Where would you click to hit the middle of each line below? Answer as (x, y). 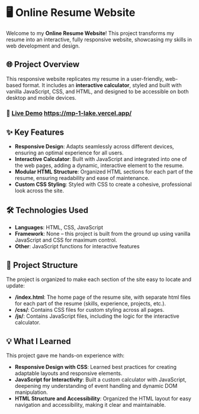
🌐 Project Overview (43, 64)
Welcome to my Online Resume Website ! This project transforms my (90, 33)
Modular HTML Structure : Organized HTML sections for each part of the (104, 172)
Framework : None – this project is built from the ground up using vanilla (102, 234)
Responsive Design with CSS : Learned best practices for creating (95, 366)
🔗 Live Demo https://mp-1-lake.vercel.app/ (69, 113)
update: (15, 286)
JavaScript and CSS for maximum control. (66, 240)
